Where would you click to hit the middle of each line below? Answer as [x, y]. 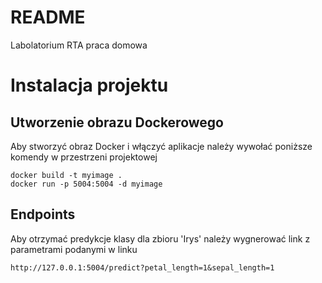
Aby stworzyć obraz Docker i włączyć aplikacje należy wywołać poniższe [161, 146]
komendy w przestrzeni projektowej [84, 157]
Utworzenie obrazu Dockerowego [117, 122]
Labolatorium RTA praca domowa [79, 45]
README [48, 17]
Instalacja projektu [89, 85]
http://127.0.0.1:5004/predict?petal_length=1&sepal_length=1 [142, 267]
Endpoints [43, 214]
